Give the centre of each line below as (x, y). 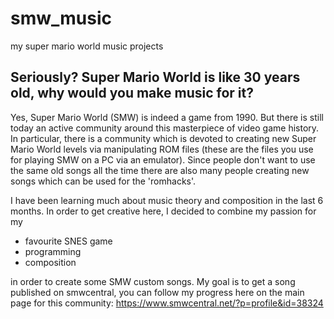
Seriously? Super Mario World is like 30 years (155, 77)
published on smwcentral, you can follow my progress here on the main (157, 292)
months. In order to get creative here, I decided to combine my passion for (163, 211)
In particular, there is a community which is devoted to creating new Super (163, 138)
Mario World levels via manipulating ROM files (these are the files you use (162, 149)
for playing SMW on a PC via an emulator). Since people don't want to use (163, 159)
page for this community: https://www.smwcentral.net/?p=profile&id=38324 (167, 303)
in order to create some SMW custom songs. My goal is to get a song (153, 281)
